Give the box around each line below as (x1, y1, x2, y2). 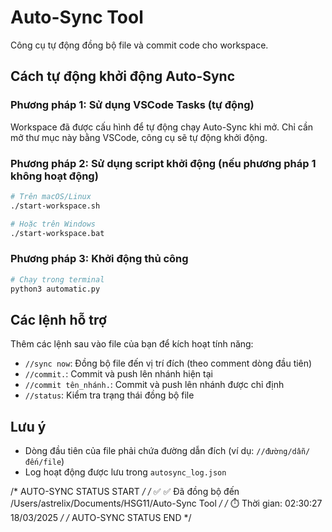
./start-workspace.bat (10, 228, 105, 238)
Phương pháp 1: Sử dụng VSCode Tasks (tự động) (10, 98, 255, 112)
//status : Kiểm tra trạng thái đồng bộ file (24, 389, 195, 401)
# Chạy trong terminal (10, 274, 105, 285)
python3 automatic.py (10, 284, 101, 294)
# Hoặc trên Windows (10, 219, 97, 229)
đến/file (24, 457, 62, 468)
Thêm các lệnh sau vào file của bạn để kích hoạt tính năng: (10, 338, 254, 350)
